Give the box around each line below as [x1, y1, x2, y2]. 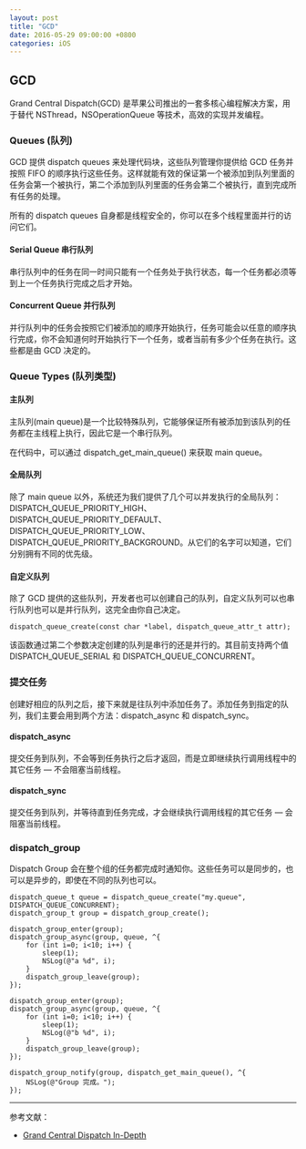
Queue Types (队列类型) [9, 370, 117, 383]
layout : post [9, 13, 59, 23]
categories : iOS [9, 38, 71, 48]
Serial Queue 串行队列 [9, 243, 94, 255]
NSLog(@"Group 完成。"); [25, 1078, 117, 1087]
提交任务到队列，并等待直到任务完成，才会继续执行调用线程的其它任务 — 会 [9, 807, 293, 817]
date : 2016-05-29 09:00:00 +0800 [9, 30, 137, 39]
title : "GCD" [9, 22, 59, 31]
